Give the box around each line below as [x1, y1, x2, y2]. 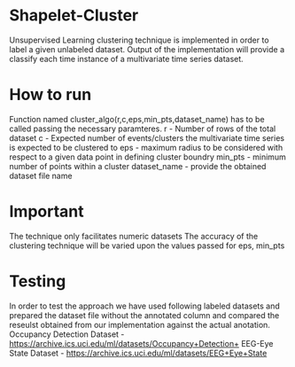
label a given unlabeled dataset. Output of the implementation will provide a [9, 43, 285, 54]
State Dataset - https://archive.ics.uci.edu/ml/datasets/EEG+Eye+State [9, 347, 268, 358]
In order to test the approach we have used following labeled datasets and [9, 301, 281, 311]
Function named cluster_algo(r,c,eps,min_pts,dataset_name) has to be [9, 113, 265, 124]
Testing [9, 271, 66, 291]
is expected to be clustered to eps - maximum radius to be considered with [9, 142, 283, 152]
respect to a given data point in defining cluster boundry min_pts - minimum [9, 152, 286, 162]
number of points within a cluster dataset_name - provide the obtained [9, 160, 267, 171]
